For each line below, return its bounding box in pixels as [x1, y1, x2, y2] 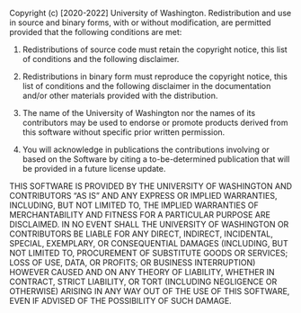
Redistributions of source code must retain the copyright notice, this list [22, 44, 288, 55]
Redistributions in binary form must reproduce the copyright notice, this [22, 71, 288, 82]
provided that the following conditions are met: [9, 27, 182, 37]
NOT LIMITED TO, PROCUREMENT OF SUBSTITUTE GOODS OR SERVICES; [9, 247, 288, 258]
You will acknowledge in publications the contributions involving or [22, 144, 270, 155]
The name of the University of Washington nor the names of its [22, 108, 256, 118]
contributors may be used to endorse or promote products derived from [22, 117, 288, 128]
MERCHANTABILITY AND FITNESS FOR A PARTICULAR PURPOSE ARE [9, 210, 271, 219]
